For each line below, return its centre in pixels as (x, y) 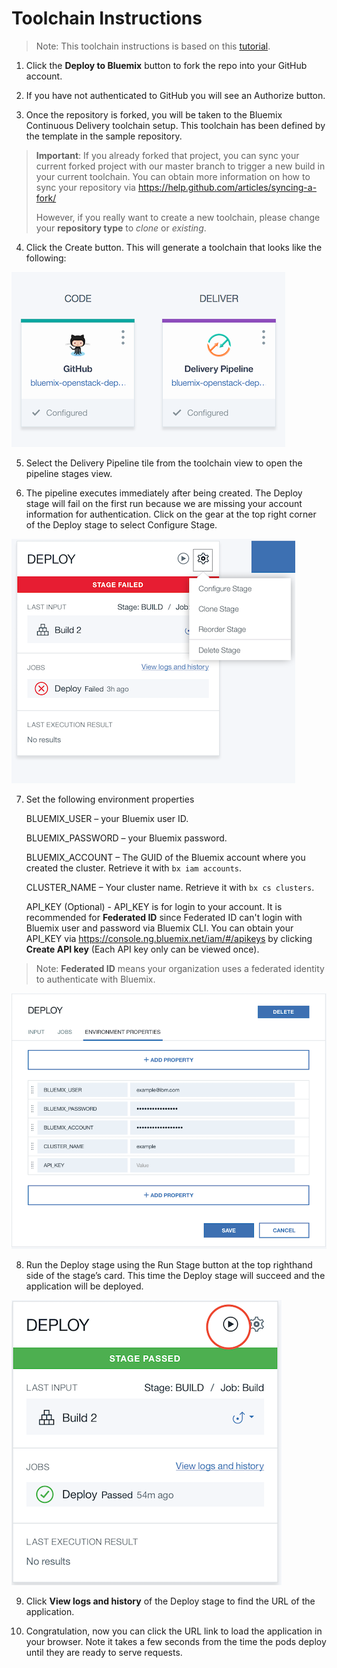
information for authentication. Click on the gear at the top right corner (171, 514)
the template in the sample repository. (104, 136)
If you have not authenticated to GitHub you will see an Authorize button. (175, 95)
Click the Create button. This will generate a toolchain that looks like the (174, 247)
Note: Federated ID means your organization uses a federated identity (180, 968)
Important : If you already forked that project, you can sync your (167, 155)
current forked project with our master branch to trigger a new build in (180, 166)
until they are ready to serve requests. (104, 1653)
